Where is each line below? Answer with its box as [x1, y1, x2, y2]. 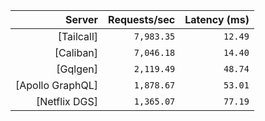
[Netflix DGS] [35, 95, 99, 108]
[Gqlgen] [56, 62, 99, 76]
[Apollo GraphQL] [15, 79, 99, 92]
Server [64, 13, 99, 26]
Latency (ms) [184, 13, 250, 26]
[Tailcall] [57, 30, 99, 43]
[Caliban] [54, 46, 99, 59]
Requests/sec [108, 13, 176, 26]
